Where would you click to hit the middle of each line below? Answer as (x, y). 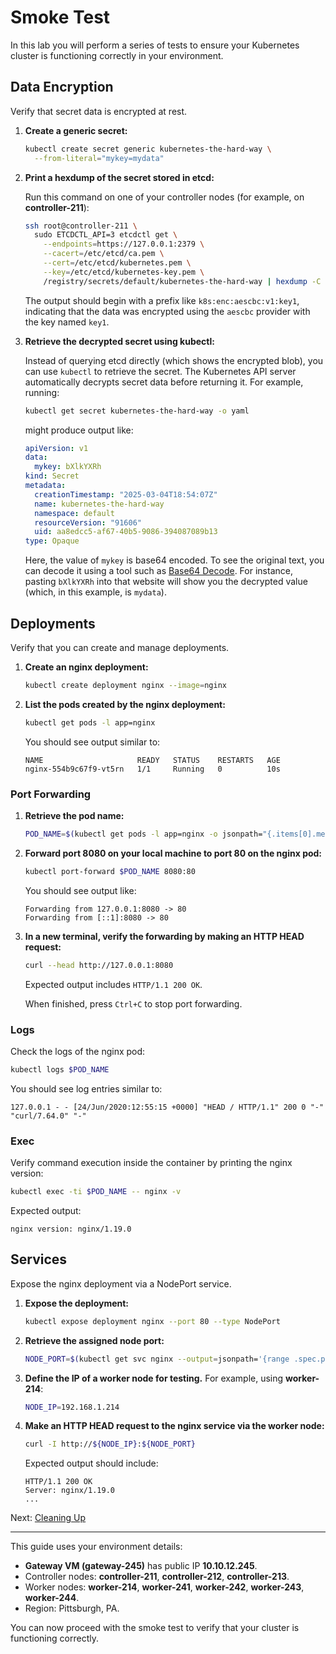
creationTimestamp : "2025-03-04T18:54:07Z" (126, 494)
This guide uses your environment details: (96, 1547)
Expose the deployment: (77, 1303)
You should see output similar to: (92, 742)
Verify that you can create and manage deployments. (120, 647)
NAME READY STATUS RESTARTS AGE (152, 760)
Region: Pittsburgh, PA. (72, 1608)
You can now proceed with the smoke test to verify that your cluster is (155, 1628)
